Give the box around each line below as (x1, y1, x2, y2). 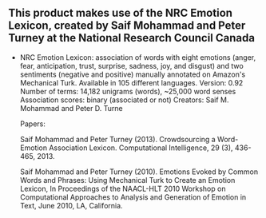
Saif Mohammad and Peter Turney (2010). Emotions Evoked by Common (19, 167, 258, 176)
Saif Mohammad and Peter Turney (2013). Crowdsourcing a (19, 134, 216, 144)
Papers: (19, 119, 46, 129)
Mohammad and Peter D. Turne (19, 103, 124, 113)
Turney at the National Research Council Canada (8, 31, 256, 45)
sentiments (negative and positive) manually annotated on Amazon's (19, 69, 246, 79)
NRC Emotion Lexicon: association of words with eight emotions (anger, (19, 52, 256, 62)
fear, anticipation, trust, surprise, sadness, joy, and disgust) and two (19, 61, 244, 70)
